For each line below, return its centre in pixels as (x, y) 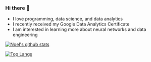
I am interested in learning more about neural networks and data (79, 29)
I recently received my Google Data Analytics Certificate (71, 24)
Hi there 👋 (18, 8)
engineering (25, 35)
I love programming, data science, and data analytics (67, 19)
